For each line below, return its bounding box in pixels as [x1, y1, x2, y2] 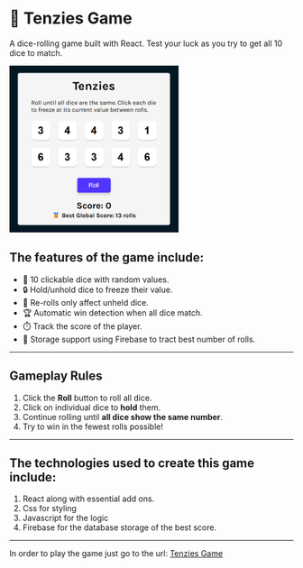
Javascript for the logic [22, 513, 109, 524]
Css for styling [22, 503, 77, 514]
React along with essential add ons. [22, 493, 155, 504]
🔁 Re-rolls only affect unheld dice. [22, 297, 149, 307]
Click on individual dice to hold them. [22, 401, 161, 413]
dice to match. [9, 47, 63, 58]
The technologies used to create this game [9, 455, 255, 471]
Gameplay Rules [9, 369, 103, 384]
